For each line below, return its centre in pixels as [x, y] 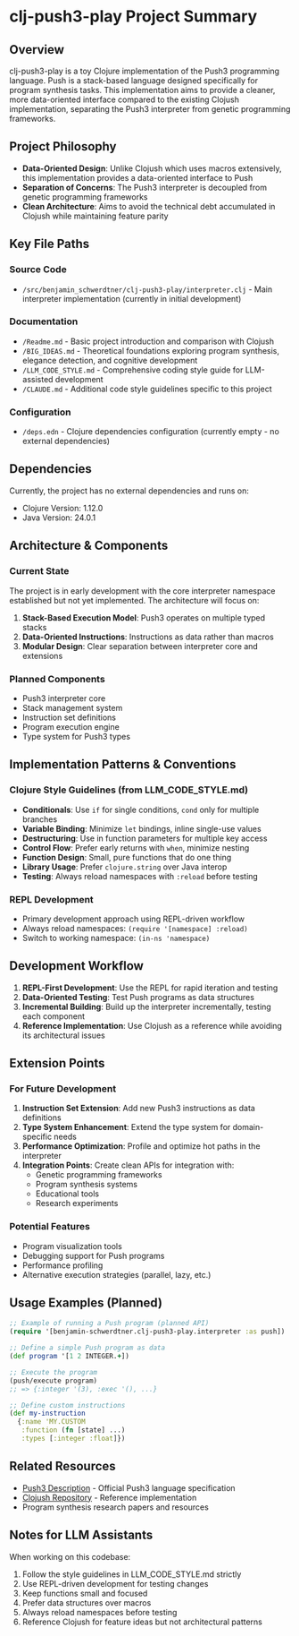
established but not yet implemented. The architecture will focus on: [134, 600]
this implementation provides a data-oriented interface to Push [137, 177]
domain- [248, 1127]
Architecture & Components [89, 546]
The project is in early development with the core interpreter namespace [142, 591]
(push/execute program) [54, 1381]
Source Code [38, 270]
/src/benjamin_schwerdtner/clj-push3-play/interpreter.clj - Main [147, 289]
